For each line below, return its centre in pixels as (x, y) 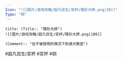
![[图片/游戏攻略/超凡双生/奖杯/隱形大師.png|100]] (54, 34)
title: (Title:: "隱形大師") (34, 29)
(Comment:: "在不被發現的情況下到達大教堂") (47, 44)
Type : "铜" (16, 14)
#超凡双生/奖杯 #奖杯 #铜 (31, 54)
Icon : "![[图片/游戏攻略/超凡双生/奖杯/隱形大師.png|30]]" (61, 10)
